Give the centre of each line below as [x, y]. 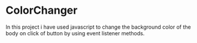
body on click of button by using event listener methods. [75, 33]
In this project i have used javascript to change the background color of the [98, 27]
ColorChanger [42, 10]
